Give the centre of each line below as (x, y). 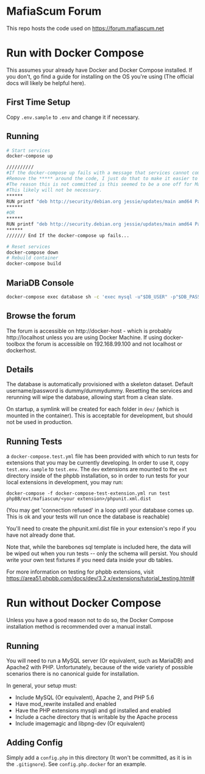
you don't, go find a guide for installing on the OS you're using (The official (100, 76)
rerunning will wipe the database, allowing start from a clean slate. (90, 397)
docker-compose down (33, 252)
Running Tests (34, 442)
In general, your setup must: (42, 685)
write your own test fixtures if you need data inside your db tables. (90, 560)
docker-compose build (34, 264)
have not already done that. (41, 535)
